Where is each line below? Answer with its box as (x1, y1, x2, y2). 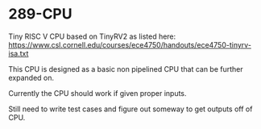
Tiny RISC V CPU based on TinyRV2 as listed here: (8, 31, 176, 41)
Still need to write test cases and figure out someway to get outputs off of (8, 104, 253, 114)
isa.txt (8, 48, 29, 58)
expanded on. (8, 73, 55, 82)
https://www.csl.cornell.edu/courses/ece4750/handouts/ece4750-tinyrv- (8, 40, 252, 49)
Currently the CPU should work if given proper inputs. (8, 88, 187, 98)
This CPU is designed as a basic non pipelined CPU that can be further (8, 64, 243, 73)
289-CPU (8, 5, 72, 23)
